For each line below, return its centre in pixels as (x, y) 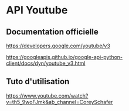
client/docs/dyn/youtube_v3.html (46, 63)
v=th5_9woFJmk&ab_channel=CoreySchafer (60, 102)
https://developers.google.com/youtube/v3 (58, 46)
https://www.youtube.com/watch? (47, 96)
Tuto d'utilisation (38, 81)
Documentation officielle (52, 32)
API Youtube (37, 10)
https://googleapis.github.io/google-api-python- (64, 57)
